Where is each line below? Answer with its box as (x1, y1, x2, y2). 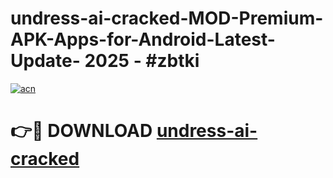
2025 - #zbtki (84, 50, 200, 72)
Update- (10, 50, 81, 72)
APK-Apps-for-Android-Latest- (10, 28, 276, 51)
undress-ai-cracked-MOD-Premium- (10, 7, 324, 30)
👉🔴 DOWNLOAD (10, 120, 153, 142)
